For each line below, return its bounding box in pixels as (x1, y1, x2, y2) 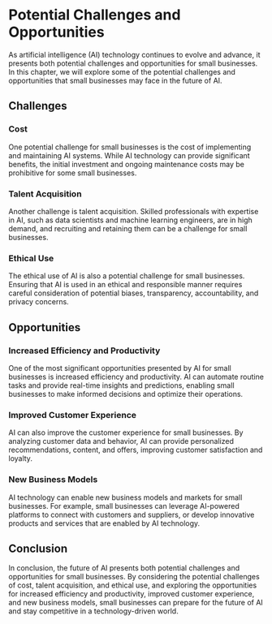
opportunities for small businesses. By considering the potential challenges (8, 572, 260, 582)
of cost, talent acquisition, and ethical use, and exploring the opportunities (8, 580, 257, 590)
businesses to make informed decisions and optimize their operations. (8, 389, 244, 398)
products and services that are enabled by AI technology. (8, 518, 201, 528)
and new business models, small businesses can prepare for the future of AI (8, 598, 264, 608)
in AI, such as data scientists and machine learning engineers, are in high (8, 215, 253, 225)
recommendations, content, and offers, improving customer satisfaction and (8, 445, 263, 455)
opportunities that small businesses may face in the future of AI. (8, 75, 222, 85)
